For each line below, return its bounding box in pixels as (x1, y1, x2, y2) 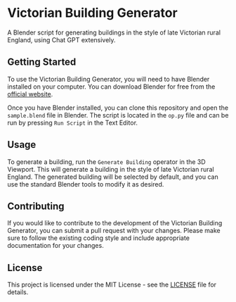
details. (7, 288, 29, 296)
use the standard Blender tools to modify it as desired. (7, 180, 164, 188)
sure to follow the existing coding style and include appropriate (7, 234, 190, 242)
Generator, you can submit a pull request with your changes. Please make (7, 227, 221, 235)
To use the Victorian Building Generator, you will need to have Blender (7, 75, 210, 83)
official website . (7, 89, 53, 98)
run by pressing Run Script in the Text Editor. (7, 118, 138, 127)
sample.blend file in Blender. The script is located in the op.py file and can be (7, 111, 229, 119)
